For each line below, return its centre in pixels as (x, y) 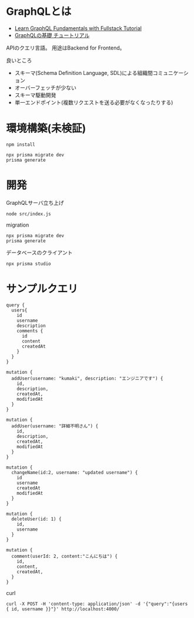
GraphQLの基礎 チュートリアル (52, 35)
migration (18, 225)
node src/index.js (29, 214)
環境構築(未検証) (46, 128)
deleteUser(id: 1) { (36, 519)
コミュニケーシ (171, 73)
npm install (21, 145)
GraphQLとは (39, 12)
